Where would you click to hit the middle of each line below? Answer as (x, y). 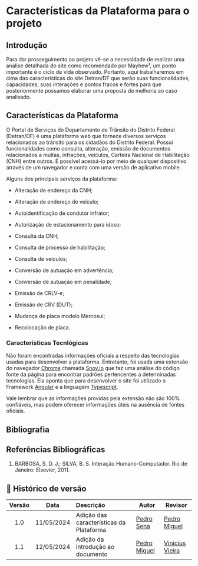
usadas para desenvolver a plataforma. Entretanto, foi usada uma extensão (97, 362)
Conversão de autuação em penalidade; (63, 282)
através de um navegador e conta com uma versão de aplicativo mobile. (94, 167)
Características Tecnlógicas (47, 342)
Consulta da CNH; (37, 236)
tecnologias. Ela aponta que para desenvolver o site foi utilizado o (86, 381)
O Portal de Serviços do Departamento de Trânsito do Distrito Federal (90, 130)
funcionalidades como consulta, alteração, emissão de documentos (88, 148)
